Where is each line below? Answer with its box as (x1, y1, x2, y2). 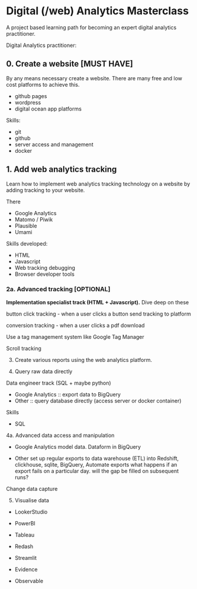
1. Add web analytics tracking (6, 165, 117, 175)
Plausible (14, 222, 37, 229)
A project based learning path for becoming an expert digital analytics (6, 24, 177, 31)
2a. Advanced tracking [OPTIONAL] (6, 285, 111, 294)
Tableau (14, 531, 35, 538)
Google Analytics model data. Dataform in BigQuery (14, 443, 141, 450)
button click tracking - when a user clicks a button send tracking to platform (6, 310, 191, 317)
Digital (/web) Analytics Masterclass (6, 4, 189, 18)
